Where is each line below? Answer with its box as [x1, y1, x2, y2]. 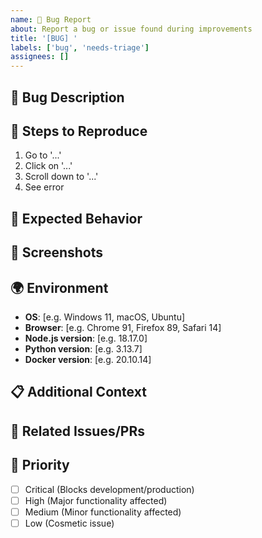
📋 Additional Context [10, 384, 147, 401]
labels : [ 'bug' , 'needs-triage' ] [10, 42, 150, 53]
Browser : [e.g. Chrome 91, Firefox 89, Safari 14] [24, 321, 222, 333]
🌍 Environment [10, 279, 109, 296]
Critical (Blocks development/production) [24, 483, 195, 495]
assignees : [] [10, 52, 70, 62]
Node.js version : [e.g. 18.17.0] [24, 332, 148, 344]
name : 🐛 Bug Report [10, 14, 92, 25]
